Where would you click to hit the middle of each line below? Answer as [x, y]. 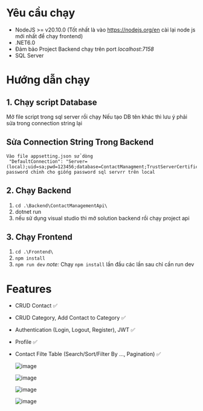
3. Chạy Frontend [39, 237]
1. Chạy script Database [52, 102]
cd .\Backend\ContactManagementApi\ [61, 206]
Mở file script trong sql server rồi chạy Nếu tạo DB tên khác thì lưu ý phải [97, 117]
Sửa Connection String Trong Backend [80, 142]
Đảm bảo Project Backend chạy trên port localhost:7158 [84, 49]
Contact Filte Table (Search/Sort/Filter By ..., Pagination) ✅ [88, 354]
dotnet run [28, 211]
